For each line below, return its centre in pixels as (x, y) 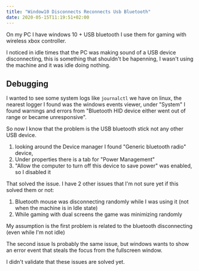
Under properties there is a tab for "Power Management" (85, 160)
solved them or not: (30, 190)
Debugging (27, 83)
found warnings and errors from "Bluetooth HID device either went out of (96, 111)
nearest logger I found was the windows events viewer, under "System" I (96, 105)
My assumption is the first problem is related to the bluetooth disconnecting (99, 226)
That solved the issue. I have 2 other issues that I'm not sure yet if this (92, 184)
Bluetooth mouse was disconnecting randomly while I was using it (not (102, 202)
